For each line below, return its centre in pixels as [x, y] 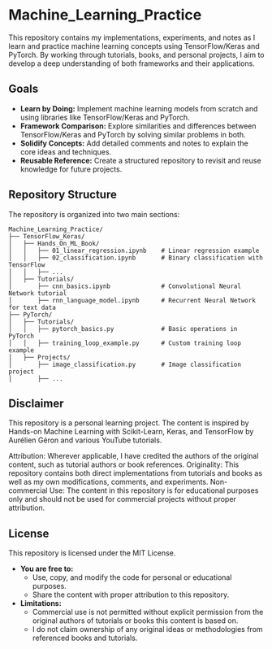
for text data [32, 307]
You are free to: [47, 569]
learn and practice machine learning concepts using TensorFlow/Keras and [134, 46]
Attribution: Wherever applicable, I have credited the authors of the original [134, 456]
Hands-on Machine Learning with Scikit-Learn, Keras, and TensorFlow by [131, 432]
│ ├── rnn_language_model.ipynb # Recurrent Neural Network [132, 300]
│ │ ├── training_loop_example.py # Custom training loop [125, 343]
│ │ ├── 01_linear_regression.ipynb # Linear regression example [134, 250]
